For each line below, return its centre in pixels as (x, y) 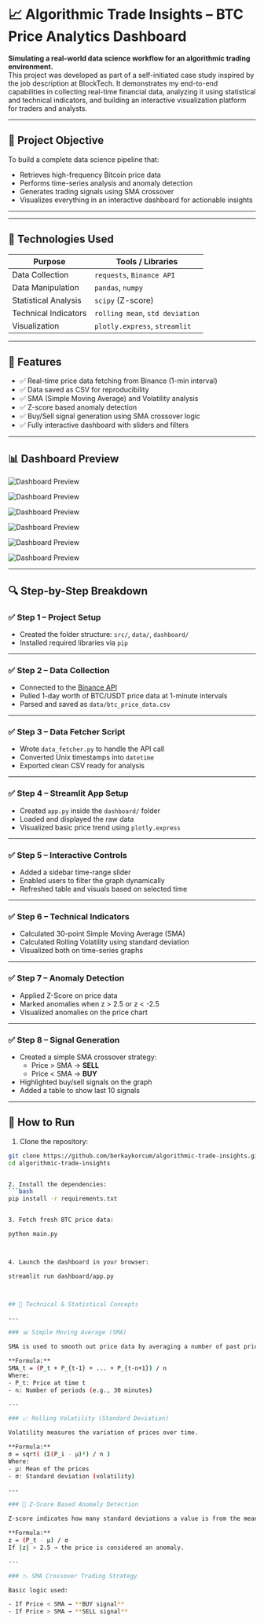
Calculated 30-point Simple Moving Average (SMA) (103, 934)
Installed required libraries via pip (73, 642)
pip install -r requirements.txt (63, 1199)
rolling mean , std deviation (147, 313)
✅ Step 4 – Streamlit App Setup (68, 793)
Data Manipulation (46, 287)
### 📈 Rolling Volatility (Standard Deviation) (88, 1419)
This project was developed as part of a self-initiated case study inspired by (131, 75)
